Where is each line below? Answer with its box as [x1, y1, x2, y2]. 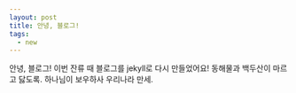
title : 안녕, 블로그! [9, 21, 80, 30]
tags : [9, 29, 29, 38]
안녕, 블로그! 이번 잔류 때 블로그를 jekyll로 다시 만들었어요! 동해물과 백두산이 [9, 63, 271, 74]
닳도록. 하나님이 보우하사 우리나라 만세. [18, 74, 153, 85]
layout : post [9, 12, 58, 22]
